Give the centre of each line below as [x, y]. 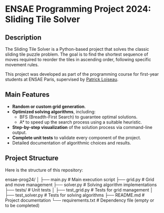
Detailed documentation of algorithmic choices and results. [72, 143]
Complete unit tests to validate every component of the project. [77, 137]
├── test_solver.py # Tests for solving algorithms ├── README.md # [75, 195]
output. [19, 132]
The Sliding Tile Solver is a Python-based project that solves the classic [77, 49]
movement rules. [22, 65]
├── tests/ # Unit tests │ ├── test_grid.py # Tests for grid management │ [79, 190]
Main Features [27, 95]
